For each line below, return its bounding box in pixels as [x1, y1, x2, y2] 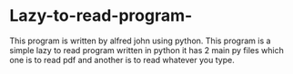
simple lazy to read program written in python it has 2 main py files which [9, 44, 284, 55]
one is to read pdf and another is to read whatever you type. [9, 54, 235, 65]
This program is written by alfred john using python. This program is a [9, 35, 271, 46]
